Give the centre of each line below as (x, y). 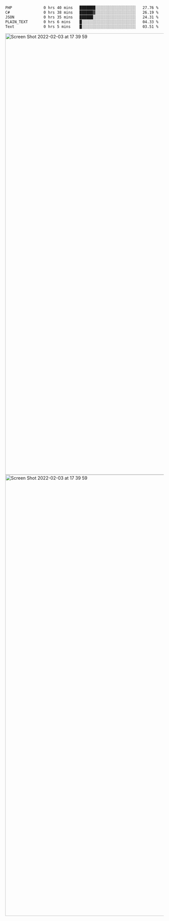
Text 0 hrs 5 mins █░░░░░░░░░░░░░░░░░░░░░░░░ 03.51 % (82, 26)
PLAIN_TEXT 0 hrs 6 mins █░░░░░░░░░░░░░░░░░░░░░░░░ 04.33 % (82, 22)
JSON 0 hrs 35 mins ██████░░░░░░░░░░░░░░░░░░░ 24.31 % (82, 17)
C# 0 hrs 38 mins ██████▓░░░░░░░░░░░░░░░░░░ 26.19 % (82, 12)
